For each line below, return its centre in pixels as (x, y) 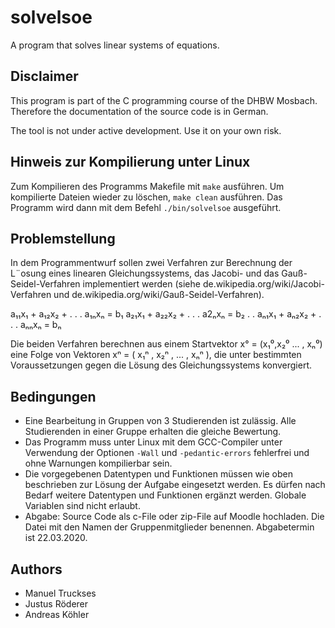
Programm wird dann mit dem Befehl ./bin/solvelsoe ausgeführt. (146, 207)
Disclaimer (44, 76)
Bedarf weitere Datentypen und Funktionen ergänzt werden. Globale (165, 495)
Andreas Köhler (57, 614)
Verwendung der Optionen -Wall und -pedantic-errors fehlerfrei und (167, 453)
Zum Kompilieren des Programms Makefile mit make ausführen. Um (147, 186)
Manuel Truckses (60, 593)
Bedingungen (53, 396)
